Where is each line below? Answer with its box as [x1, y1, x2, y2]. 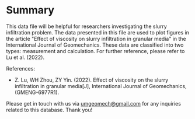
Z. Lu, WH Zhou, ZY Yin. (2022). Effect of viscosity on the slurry [14, 76, 169, 83]
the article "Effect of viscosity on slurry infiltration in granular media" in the [6, 35, 187, 42]
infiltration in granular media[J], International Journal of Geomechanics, [14, 82, 187, 89]
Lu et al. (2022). [6, 54, 45, 61]
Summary [6, 3, 54, 17]
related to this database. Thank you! [6, 106, 93, 113]
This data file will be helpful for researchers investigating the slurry [6, 23, 168, 30]
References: [6, 65, 35, 72]
